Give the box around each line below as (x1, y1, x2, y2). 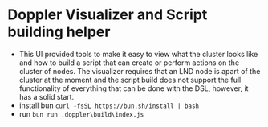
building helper (7, 23, 111, 41)
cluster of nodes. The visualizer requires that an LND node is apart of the (18, 66, 261, 76)
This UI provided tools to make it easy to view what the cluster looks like (18, 49, 258, 59)
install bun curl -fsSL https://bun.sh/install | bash (18, 100, 200, 110)
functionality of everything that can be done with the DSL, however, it (18, 83, 249, 93)
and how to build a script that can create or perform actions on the (18, 58, 240, 68)
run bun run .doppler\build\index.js (18, 109, 144, 118)
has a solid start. (18, 92, 75, 101)
